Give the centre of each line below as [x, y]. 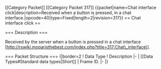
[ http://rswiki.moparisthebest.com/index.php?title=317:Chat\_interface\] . [78, 47]
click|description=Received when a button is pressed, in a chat [68, 13]
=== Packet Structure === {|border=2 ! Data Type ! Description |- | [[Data [79, 56]
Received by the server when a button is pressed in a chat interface [73, 42]
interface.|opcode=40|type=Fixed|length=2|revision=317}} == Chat [73, 18]
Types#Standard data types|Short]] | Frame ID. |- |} [57, 61]
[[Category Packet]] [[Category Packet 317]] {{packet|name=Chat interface [81, 8]
